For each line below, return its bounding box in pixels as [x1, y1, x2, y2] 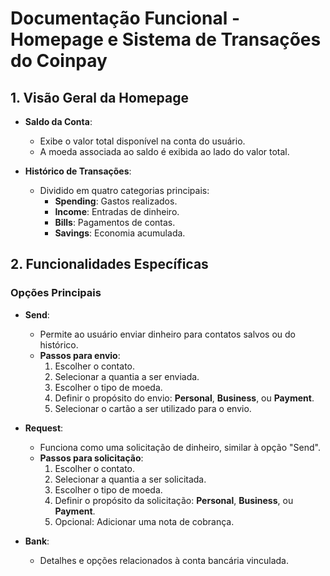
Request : [24, 422, 64, 434]
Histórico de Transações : [24, 165, 132, 177]
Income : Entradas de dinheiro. [54, 206, 180, 217]
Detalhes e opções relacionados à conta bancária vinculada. [39, 554, 290, 566]
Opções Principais [10, 286, 102, 300]
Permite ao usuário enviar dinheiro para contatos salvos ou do [39, 328, 297, 340]
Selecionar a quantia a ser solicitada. [54, 473, 207, 485]
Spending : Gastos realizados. [54, 195, 178, 207]
